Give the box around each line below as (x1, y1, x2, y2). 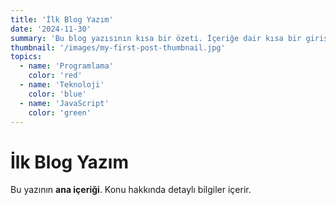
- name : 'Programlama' (19, 61, 114, 71)
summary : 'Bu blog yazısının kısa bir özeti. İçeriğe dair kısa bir (10, 33, 302, 43)
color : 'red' (28, 71, 83, 81)
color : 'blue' (28, 89, 87, 99)
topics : (10, 52, 43, 62)
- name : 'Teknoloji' (19, 80, 105, 90)
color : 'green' (28, 107, 92, 118)
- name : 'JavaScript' (19, 98, 110, 108)
